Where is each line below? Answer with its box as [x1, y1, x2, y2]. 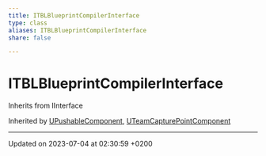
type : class [8, 19, 47, 27]
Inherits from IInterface [8, 101, 83, 111]
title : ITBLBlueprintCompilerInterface [8, 11, 140, 20]
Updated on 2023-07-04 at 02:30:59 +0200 [8, 139, 153, 149]
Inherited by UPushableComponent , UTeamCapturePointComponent [8, 116, 231, 126]
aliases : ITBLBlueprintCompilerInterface [8, 26, 147, 34]
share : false [8, 33, 51, 42]
